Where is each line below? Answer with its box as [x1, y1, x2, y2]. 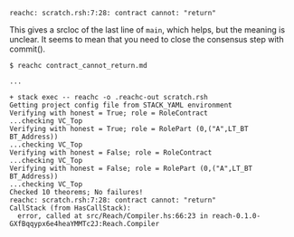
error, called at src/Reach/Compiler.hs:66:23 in [17, 212, 208, 221]
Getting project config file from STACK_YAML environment [9, 100, 232, 109]
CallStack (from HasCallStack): [9, 204, 131, 213]
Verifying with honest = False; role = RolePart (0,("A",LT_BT [9, 164, 253, 173]
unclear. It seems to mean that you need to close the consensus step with [9, 34, 284, 44]
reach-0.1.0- [211, 212, 261, 221]
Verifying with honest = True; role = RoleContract [9, 109, 208, 118]
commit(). [9, 43, 46, 54]
